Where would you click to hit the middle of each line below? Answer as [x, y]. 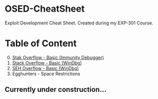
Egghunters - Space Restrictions [46, 74]
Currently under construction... [56, 90]
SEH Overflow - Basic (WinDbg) [45, 68]
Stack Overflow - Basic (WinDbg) [47, 63]
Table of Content [41, 43]
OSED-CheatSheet [45, 9]
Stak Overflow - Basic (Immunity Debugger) [58, 57]
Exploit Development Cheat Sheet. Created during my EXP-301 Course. [79, 23]
